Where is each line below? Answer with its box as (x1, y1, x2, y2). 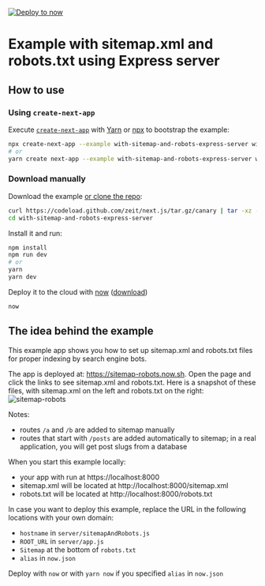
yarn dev (8, 273, 37, 281)
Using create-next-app (8, 107, 95, 118)
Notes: (8, 409, 30, 419)
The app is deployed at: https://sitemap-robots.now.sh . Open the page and (8, 369, 251, 378)
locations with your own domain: (8, 513, 114, 522)
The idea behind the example (8, 325, 154, 338)
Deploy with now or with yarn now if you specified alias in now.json (8, 569, 223, 578)
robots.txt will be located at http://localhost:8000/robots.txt (19, 489, 213, 498)
